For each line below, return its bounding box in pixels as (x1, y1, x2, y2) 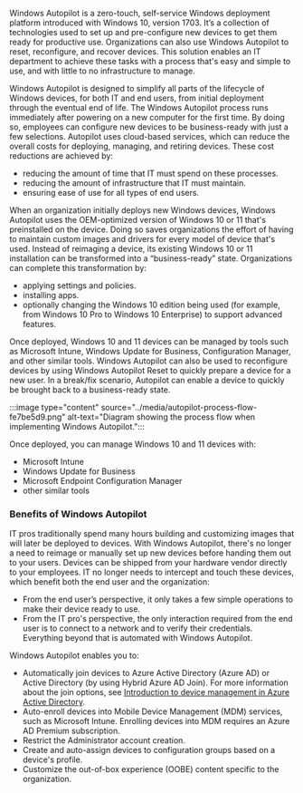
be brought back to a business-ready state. (9, 384, 171, 395)
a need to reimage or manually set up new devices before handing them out (9, 547, 292, 558)
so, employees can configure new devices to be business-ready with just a (9, 121, 289, 132)
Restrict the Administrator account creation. (22, 735, 185, 746)
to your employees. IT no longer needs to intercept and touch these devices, (9, 566, 295, 578)
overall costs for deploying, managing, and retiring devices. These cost (9, 140, 274, 151)
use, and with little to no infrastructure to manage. (9, 65, 196, 76)
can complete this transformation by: (9, 263, 147, 273)
